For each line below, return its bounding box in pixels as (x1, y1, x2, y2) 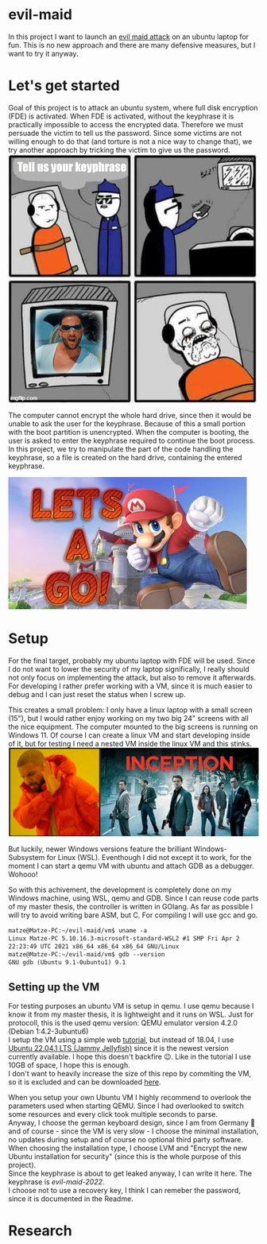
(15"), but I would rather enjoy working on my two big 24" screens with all (8, 713, 249, 723)
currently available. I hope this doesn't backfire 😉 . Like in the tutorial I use (8, 1052, 252, 1062)
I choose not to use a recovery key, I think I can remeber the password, (8, 1186, 241, 1196)
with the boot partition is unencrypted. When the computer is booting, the (8, 427, 250, 436)
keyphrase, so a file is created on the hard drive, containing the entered (8, 452, 242, 462)
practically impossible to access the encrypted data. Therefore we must (8, 119, 244, 129)
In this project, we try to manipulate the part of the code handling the (8, 444, 234, 454)
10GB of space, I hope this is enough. (8, 1060, 131, 1070)
